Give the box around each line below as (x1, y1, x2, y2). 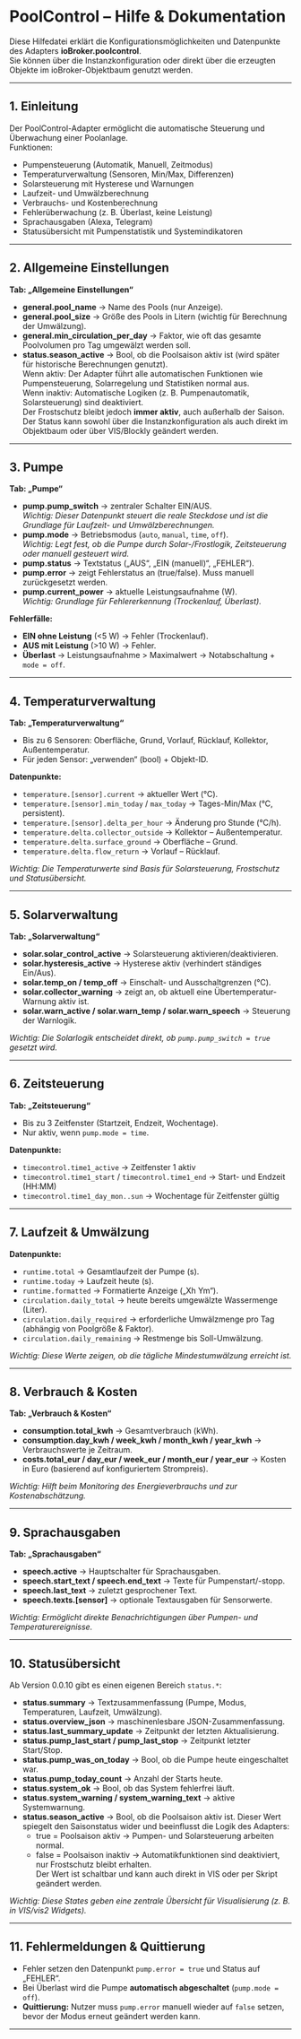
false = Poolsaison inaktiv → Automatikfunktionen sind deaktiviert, (35, 1850, 280, 1861)
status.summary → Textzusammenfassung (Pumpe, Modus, (21, 1697, 246, 1708)
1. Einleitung (9, 99, 79, 114)
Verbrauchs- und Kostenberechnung (21, 197, 159, 208)
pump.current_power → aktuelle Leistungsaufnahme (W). (21, 586, 237, 597)
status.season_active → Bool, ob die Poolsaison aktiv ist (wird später (21, 349, 280, 360)
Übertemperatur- (214, 986, 278, 997)
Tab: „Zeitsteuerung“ (9, 1100, 91, 1111)
